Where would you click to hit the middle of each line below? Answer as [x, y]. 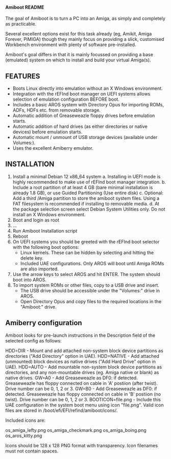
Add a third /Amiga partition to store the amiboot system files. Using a [86, 198]
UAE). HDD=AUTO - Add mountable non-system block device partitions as [84, 367]
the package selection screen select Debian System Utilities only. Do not [89, 209]
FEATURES [23, 76]
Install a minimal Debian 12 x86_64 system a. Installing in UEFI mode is [87, 176]
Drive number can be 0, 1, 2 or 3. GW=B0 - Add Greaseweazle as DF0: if [81, 388]
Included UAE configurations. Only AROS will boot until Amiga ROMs [92, 263]
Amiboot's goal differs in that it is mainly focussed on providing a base [79, 55]
